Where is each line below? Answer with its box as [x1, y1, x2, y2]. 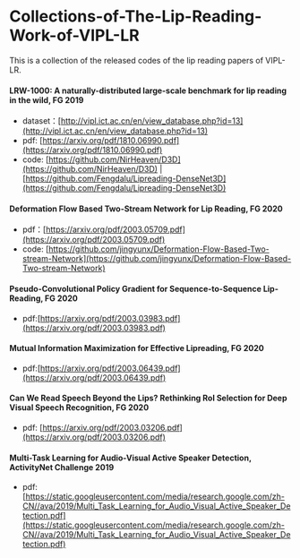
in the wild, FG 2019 [9, 94, 84, 105]
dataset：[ [21, 116, 61, 126]
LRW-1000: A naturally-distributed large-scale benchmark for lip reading [9, 85, 287, 96]
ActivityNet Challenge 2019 [9, 461, 115, 472]
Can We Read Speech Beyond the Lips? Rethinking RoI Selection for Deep [9, 392, 288, 404]
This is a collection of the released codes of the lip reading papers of [9, 55, 264, 65]
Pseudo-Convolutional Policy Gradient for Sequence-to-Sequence [9, 283, 262, 294]
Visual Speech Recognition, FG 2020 [9, 402, 150, 413]
